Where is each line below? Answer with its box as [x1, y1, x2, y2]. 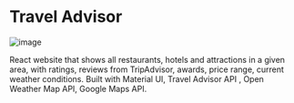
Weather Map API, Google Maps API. [9, 83, 147, 94]
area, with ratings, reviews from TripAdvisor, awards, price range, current [9, 64, 285, 75]
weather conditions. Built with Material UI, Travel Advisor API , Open [9, 73, 264, 84]
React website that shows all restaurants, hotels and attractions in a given [9, 54, 285, 65]
